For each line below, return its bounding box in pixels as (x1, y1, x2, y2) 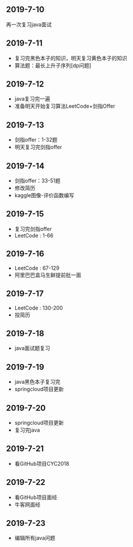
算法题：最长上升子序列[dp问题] (14, 61, 92, 69)
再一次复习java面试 (6, 20, 52, 28)
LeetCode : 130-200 (14, 304, 63, 311)
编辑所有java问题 (14, 535, 55, 542)
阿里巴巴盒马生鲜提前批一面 (14, 271, 82, 278)
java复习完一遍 (14, 95, 51, 102)
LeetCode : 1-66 (14, 232, 54, 239)
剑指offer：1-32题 (14, 136, 58, 143)
